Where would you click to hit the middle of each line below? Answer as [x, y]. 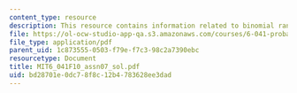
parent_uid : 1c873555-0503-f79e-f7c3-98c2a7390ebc [104, 50]
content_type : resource [53, 17]
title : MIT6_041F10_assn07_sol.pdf [75, 67]
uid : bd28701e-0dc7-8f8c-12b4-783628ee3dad [91, 75]
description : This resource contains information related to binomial [142, 26]
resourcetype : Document [53, 58]
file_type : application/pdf [61, 42]
